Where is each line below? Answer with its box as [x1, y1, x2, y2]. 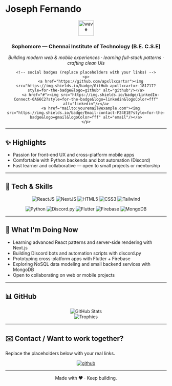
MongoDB [12, 266, 34, 273]
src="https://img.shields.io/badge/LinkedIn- [60, 92, 160, 98]
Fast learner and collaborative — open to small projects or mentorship [12, 163, 160, 169]
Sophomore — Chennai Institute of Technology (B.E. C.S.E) [11, 43, 161, 50]
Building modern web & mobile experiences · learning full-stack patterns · [8, 54, 164, 61]
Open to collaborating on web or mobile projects [12, 272, 115, 278]
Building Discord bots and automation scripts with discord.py [12, 250, 142, 256]
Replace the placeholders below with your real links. [5, 350, 115, 357]
